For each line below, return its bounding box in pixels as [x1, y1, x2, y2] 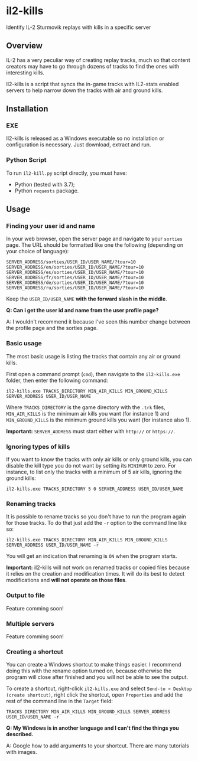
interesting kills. [6, 69, 44, 76]
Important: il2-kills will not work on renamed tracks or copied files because [6, 564, 190, 571]
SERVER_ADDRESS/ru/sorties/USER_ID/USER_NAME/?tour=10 [6, 285, 144, 291]
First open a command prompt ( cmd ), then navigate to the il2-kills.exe [6, 370, 180, 377]
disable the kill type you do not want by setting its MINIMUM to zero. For [6, 462, 176, 469]
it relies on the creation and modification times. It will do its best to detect [6, 570, 185, 577]
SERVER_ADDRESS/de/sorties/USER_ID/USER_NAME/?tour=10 [6, 280, 144, 286]
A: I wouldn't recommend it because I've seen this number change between [6, 318, 190, 325]
